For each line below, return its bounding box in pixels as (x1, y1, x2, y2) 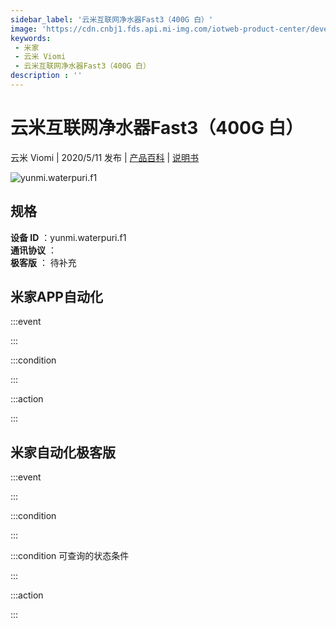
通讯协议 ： (10, 244, 57, 256)
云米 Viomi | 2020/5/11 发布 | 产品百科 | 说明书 (10, 151, 200, 163)
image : (10, 24, 38, 34)
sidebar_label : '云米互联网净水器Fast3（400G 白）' (10, 14, 214, 25)
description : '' (10, 71, 83, 81)
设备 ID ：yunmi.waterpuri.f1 (10, 231, 127, 243)
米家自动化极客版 (10, 444, 116, 461)
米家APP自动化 (10, 289, 103, 306)
